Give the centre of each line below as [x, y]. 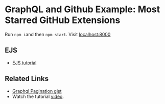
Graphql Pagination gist [37, 91]
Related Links [27, 79]
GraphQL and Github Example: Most [82, 9]
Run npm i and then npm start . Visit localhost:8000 [58, 34]
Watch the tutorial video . [38, 96]
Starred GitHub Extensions [63, 20]
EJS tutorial [24, 63]
